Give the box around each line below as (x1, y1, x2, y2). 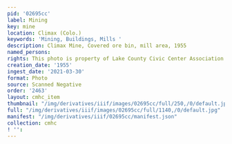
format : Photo (7, 74, 48, 82)
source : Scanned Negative (7, 81, 81, 88)
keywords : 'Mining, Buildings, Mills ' (7, 36, 122, 43)
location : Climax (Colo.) (7, 29, 81, 37)
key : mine (7, 23, 36, 30)
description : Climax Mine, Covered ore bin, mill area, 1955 (7, 42, 187, 49)
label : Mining (7, 17, 48, 24)
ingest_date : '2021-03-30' (7, 68, 85, 75)
